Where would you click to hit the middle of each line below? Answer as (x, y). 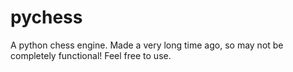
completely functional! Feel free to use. (91, 55)
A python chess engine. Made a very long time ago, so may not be (147, 45)
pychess (46, 17)
